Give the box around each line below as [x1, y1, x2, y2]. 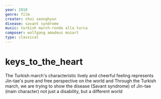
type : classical [5, 35, 39, 40]
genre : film [5, 12, 30, 17]
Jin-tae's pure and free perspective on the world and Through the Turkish [5, 78, 157, 84]
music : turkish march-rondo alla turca [5, 26, 88, 31]
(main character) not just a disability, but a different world [5, 88, 123, 94]
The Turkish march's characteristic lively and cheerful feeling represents [5, 72, 154, 78]
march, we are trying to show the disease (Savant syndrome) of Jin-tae [5, 83, 152, 89]
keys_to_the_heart [5, 56, 83, 67]
